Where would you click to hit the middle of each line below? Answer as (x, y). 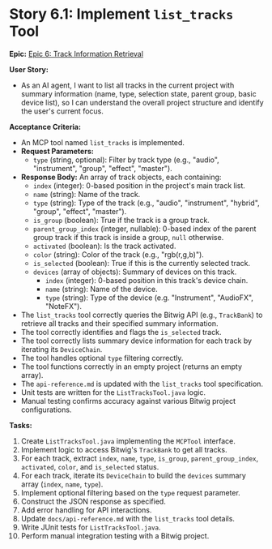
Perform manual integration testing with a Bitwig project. (115, 535)
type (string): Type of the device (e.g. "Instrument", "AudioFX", (149, 298)
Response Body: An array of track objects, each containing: (121, 177)
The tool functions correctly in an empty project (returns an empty (131, 367)
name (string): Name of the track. (87, 194)
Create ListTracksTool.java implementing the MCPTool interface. (128, 441)
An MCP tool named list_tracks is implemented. (103, 142)
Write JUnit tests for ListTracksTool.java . (91, 527)
